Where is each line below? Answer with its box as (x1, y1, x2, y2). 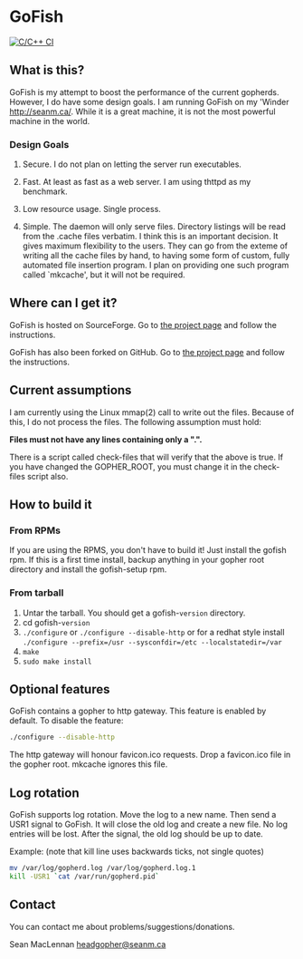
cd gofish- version (22, 616, 90, 627)
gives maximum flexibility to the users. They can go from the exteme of (22, 240, 289, 251)
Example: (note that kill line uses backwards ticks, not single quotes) (9, 846, 265, 857)
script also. (26, 470, 69, 481)
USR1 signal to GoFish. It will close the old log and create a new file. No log (9, 819, 288, 830)
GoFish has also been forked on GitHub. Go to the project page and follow (9, 346, 285, 357)
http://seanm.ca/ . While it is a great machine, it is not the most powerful (9, 106, 276, 117)
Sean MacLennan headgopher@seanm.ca (9, 938, 166, 949)
